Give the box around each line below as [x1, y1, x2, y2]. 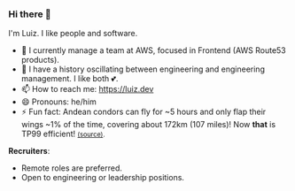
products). [20, 55, 59, 65]
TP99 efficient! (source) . [20, 128, 105, 140]
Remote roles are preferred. [20, 163, 123, 173]
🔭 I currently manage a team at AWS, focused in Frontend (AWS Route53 [20, 45, 287, 56]
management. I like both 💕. [20, 73, 119, 84]
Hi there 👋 [8, 8, 52, 20]
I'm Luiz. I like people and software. [8, 28, 138, 39]
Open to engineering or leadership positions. [20, 172, 185, 183]
